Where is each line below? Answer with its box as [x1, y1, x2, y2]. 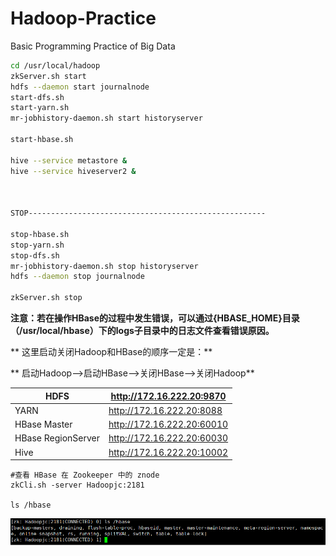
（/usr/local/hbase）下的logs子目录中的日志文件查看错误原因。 [10, 325, 275, 337]
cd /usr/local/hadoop [10, 60, 101, 71]
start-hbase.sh [10, 135, 74, 145]
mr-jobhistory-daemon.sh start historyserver [10, 113, 203, 124]
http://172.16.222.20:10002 [108, 446, 229, 458]
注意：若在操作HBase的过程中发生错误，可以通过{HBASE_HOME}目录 [10, 312, 300, 324]
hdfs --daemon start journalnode [10, 82, 150, 92]
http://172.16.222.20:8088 [108, 404, 223, 416]
